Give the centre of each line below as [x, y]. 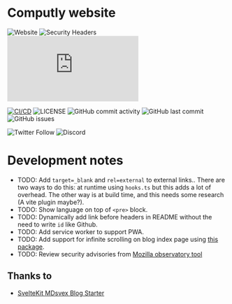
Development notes [65, 160]
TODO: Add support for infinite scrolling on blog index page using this [118, 239]
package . [31, 247]
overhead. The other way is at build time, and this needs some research [121, 194]
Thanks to [30, 276]
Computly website [61, 13]
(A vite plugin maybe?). [51, 202]
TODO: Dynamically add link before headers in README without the [115, 217]
